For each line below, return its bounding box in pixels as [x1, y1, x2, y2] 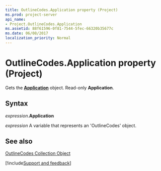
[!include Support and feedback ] [5, 160, 71, 166]
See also [5, 137, 33, 146]
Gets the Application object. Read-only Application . [5, 84, 114, 91]
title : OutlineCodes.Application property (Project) [5, 7, 118, 13]
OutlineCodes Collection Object [5, 150, 71, 156]
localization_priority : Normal [5, 36, 71, 41]
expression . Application [5, 112, 54, 119]
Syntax [5, 99, 28, 108]
